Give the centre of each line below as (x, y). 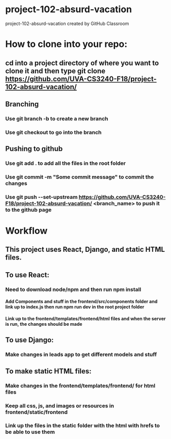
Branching (22, 104)
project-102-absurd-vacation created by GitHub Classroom (67, 23)
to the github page (28, 210)
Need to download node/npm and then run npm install (73, 289)
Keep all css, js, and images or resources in (60, 405)
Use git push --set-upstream (41, 197)
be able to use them (30, 432)
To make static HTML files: (48, 371)
